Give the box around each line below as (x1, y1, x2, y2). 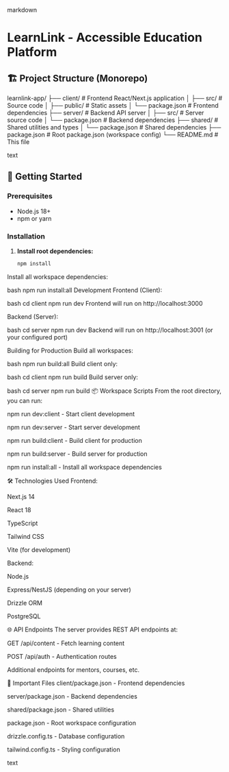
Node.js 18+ (16, 207, 51, 215)
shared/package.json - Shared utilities (7, 705, 115, 714)
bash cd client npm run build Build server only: (7, 373, 139, 381)
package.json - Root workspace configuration (7, 719, 137, 727)
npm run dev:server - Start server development (7, 423, 140, 431)
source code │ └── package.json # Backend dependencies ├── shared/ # (7, 116, 219, 124)
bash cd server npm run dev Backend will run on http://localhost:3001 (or (7, 326, 213, 334)
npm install (16, 260, 51, 267)
